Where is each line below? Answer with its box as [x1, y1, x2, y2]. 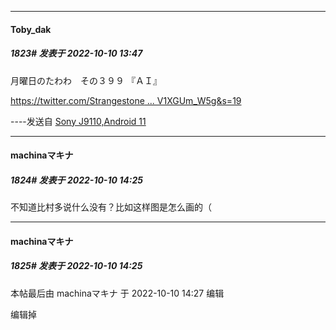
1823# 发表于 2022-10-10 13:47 [10, 47, 143, 60]
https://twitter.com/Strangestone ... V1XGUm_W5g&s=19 [10, 94, 242, 106]
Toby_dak [10, 23, 52, 35]
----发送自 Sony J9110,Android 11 [10, 115, 147, 127]
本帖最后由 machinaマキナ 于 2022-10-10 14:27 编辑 [10, 287, 225, 299]
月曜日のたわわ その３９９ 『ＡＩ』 [10, 74, 162, 86]
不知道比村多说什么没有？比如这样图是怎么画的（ [10, 201, 212, 213]
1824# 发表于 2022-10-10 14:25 [10, 174, 143, 186]
